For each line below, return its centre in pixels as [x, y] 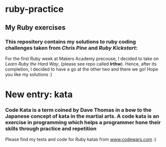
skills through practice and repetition [51, 129]
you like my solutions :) [29, 74]
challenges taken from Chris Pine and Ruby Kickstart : [72, 48]
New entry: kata [39, 95]
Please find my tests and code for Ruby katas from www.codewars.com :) [81, 140]
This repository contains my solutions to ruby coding [71, 42]
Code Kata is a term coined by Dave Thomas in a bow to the [78, 110]
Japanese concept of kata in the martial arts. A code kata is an [82, 116]
